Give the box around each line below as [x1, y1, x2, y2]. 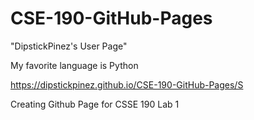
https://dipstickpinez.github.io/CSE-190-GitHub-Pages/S [10, 78, 244, 91]
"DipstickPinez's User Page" [10, 40, 128, 52]
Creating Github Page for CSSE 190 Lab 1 [10, 98, 180, 110]
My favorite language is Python [10, 59, 139, 71]
